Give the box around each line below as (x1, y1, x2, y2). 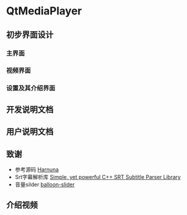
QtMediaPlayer (6, 4, 82, 18)
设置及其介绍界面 (6, 84, 56, 92)
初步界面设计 (6, 29, 54, 40)
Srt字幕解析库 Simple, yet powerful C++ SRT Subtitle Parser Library (14, 173, 181, 180)
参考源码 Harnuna (14, 166, 59, 173)
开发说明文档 (6, 104, 54, 114)
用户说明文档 (6, 127, 54, 137)
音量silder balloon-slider (14, 181, 75, 188)
